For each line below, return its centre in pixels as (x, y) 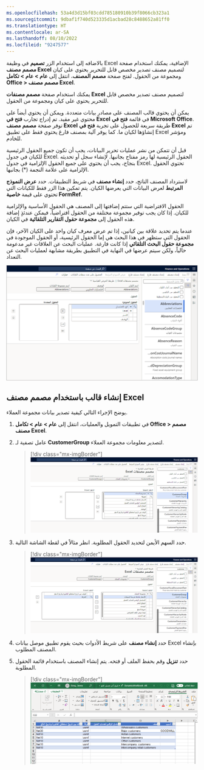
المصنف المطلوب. (36, 649)
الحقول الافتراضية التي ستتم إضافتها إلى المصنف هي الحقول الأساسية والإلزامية (95, 206)
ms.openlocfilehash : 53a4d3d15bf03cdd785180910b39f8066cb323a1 (88, 13)
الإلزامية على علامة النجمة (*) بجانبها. (48, 170)
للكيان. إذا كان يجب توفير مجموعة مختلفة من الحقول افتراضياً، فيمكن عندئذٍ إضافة (98, 212)
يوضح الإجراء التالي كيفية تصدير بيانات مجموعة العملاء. (67, 412)
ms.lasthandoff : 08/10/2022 (42, 39)
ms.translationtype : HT (36, 26)
